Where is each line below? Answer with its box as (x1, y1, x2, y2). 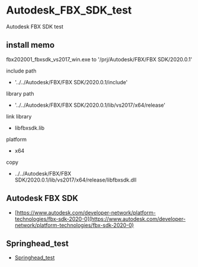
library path (6, 90, 34, 97)
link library (6, 113, 32, 120)
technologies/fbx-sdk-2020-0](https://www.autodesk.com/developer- (14, 215, 186, 222)
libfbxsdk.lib (14, 124, 45, 131)
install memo (6, 40, 55, 50)
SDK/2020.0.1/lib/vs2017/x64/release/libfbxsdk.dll (14, 176, 137, 183)
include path (6, 67, 37, 74)
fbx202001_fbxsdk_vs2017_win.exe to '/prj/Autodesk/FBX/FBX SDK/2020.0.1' (6, 55, 193, 62)
